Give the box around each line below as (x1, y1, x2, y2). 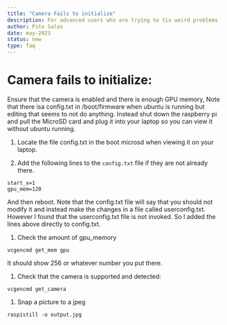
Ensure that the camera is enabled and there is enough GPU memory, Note (7, 95, 220, 103)
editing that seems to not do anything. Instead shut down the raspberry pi (7, 109, 217, 118)
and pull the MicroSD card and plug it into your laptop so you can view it (7, 117, 213, 125)
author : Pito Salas (7, 23, 64, 30)
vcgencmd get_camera (7, 286, 67, 292)
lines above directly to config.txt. (7, 220, 101, 228)
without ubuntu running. (7, 124, 76, 132)
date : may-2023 (7, 29, 51, 37)
